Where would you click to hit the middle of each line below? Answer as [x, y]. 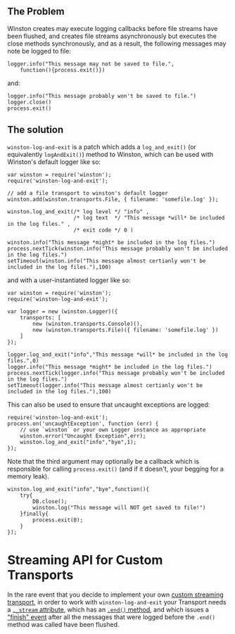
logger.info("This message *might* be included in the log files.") [110, 367]
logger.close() [30, 102]
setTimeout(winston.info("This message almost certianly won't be [107, 261]
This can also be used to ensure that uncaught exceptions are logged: [109, 405]
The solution [36, 130]
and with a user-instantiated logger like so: [69, 280]
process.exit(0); [58, 520]
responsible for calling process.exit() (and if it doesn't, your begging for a [115, 469]
